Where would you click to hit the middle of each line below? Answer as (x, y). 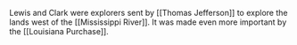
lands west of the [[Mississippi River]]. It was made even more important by (148, 22)
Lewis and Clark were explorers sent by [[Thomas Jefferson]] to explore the (148, 13)
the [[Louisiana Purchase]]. (59, 31)
